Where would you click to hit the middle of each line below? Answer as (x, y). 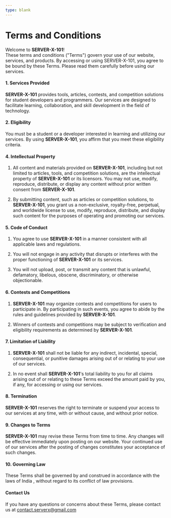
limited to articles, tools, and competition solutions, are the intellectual (86, 173)
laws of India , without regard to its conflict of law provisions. (70, 481)
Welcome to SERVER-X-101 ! (35, 50)
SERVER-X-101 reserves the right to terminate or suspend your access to (82, 407)
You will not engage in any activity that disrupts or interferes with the (85, 254)
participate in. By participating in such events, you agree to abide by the (89, 309)
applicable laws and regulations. (47, 244)
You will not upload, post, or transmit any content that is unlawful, (82, 270)
